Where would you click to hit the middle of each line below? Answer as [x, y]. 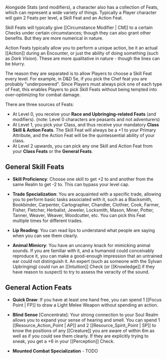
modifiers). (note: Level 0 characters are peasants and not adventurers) [86, 119]
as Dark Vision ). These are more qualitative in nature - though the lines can [82, 58]
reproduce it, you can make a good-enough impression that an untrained [87, 256]
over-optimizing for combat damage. [43, 95]
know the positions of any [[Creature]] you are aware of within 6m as [83, 330]
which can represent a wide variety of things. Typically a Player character [81, 12]
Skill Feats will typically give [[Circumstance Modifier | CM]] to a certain [79, 27]
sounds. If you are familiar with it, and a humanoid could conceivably [83, 250]
